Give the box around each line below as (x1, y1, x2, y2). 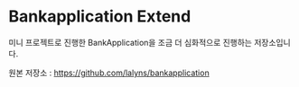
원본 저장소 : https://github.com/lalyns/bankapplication (8, 67, 210, 78)
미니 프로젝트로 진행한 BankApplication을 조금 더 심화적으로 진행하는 (8, 37, 252, 48)
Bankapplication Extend (8, 6, 192, 27)
